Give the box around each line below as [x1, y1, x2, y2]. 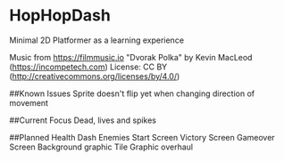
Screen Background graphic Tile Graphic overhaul [9, 141, 194, 152]
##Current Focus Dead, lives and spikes [9, 115, 157, 125]
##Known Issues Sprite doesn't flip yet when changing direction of [9, 88, 255, 99]
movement [9, 97, 49, 108]
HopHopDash [9, 5, 112, 26]
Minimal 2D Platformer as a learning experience [9, 35, 185, 45]
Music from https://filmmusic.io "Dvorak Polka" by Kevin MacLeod [9, 52, 253, 62]
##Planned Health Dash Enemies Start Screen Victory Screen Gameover [9, 132, 275, 142]
